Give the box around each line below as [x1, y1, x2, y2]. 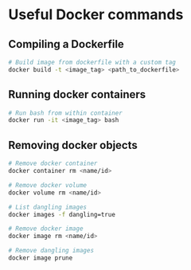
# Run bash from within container [8, 109, 123, 117]
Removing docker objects [8, 138, 138, 152]
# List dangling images [8, 203, 88, 211]
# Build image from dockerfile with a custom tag [8, 58, 177, 66]
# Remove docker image [8, 225, 84, 233]
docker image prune [8, 254, 73, 262]
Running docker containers [8, 88, 146, 101]
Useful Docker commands [8, 6, 184, 24]
